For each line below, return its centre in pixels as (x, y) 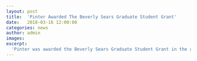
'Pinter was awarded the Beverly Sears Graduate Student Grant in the (99, 49)
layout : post (22, 11)
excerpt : (17, 44)
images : (16, 38)
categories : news (27, 28)
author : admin (23, 33)
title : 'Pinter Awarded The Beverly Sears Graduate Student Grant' (91, 17)
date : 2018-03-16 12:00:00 (42, 22)
